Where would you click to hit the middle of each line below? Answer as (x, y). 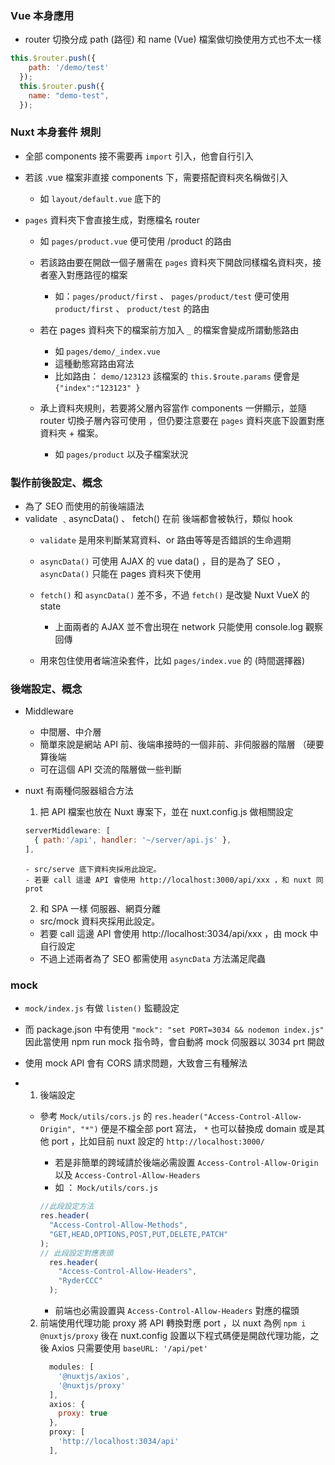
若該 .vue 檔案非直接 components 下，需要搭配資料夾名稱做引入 (156, 177)
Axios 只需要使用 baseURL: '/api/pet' (129, 1348)
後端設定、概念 (46, 689)
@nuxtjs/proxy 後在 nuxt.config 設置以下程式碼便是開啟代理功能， (175, 1336)
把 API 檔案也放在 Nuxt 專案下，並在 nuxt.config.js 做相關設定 (166, 812)
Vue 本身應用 (42, 15)
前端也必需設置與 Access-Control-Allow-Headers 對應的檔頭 (177, 1311)
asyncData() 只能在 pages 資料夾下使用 (120, 574)
